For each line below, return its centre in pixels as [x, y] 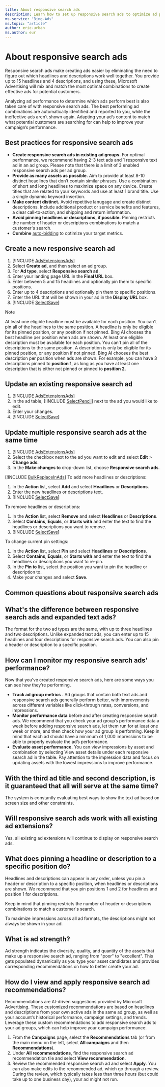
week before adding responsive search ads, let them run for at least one [85, 726]
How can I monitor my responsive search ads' [76, 660]
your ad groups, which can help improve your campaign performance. [76, 1028]
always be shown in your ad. [34, 923]
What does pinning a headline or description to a [81, 859]
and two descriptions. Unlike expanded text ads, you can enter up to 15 [77, 634]
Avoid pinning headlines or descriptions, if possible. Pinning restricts [83, 217]
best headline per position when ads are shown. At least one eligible [74, 337]
